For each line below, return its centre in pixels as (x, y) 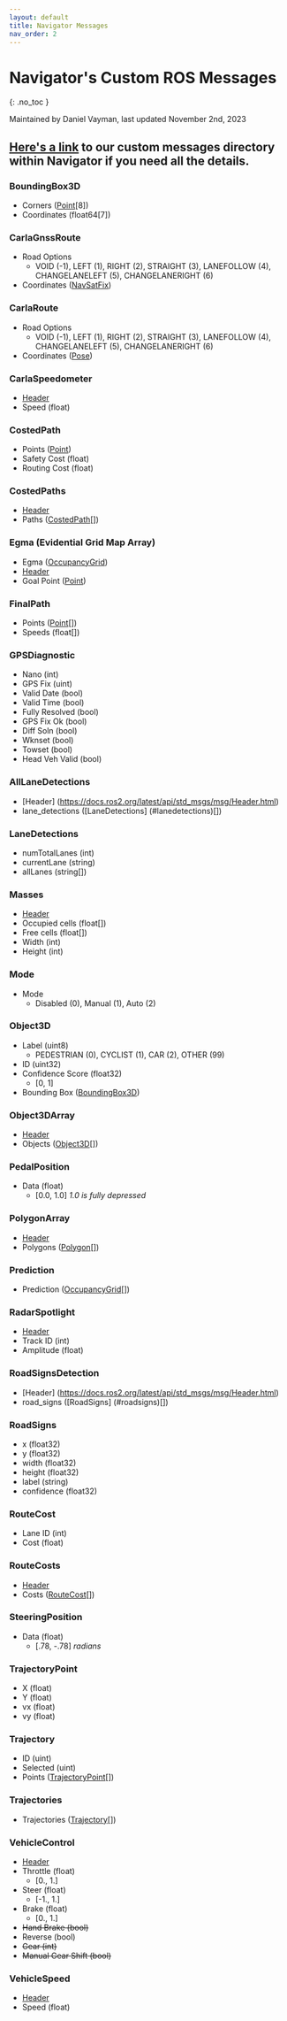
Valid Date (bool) (53, 693)
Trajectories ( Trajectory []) (69, 1819)
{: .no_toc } (29, 102)
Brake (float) (45, 1909)
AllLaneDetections (50, 782)
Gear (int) (39, 1947)
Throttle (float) (48, 1871)
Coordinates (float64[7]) (66, 215)
